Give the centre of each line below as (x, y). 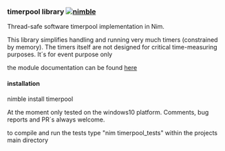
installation (23, 83)
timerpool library (36, 12)
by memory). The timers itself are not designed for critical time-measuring (112, 47)
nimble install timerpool (40, 99)
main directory (28, 140)
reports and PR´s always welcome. (56, 119)
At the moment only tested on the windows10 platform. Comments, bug (108, 112)
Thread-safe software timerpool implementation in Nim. (86, 27)
